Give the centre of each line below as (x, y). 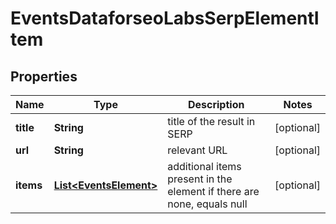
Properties (44, 76)
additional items (204, 166)
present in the (200, 179)
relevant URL (197, 150)
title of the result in (211, 121)
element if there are (213, 191)
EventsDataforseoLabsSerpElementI (165, 18)
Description (216, 104)
